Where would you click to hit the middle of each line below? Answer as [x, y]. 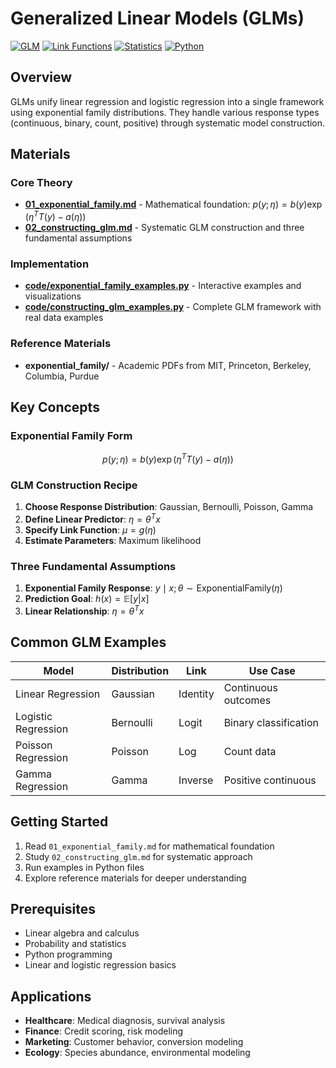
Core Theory [41, 183]
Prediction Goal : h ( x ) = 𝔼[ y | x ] [87, 599]
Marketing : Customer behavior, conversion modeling [134, 1042]
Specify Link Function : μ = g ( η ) [90, 529]
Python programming [68, 954]
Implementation [50, 264]
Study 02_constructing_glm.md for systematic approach [138, 856]
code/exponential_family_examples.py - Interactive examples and [163, 286]
